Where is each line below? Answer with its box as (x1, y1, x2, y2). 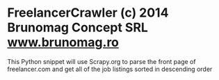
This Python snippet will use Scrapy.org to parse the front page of (7, 57, 196, 65)
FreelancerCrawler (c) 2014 (7, 5, 169, 21)
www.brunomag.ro (7, 35, 120, 50)
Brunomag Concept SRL (7, 19, 148, 35)
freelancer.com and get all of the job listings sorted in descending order (7, 65, 213, 73)
